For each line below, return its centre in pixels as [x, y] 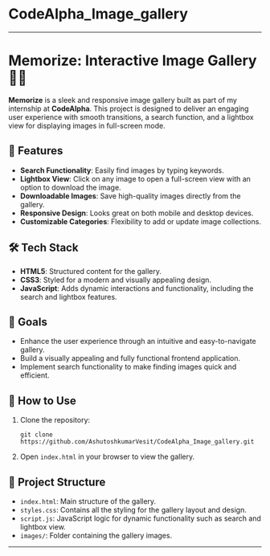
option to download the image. [71, 187]
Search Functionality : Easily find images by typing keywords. [122, 170]
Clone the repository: [55, 420]
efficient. [35, 375]
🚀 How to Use [42, 401]
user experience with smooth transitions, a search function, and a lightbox [131, 117]
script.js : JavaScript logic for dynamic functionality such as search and [140, 518]
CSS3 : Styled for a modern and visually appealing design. [115, 280]
